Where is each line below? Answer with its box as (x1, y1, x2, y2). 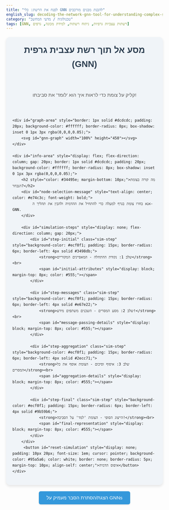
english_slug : (6, 12, 36, 17)
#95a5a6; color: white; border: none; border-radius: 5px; (28, 457, 153, 462)
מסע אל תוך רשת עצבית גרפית (24, 45, 145, 55)
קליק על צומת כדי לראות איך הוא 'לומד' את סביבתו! (32, 92, 137, 98)
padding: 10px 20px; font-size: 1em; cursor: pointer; (12, 451, 129, 456)
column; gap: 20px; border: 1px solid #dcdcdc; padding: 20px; (12, 159, 146, 165)
